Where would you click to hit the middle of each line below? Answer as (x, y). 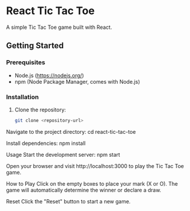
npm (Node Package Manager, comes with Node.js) (77, 81)
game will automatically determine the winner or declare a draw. (84, 190)
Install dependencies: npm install (46, 143)
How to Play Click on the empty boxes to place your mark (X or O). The (92, 183)
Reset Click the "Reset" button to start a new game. (69, 201)
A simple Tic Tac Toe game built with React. (59, 27)
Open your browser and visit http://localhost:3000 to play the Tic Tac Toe (95, 166)
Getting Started (35, 46)
